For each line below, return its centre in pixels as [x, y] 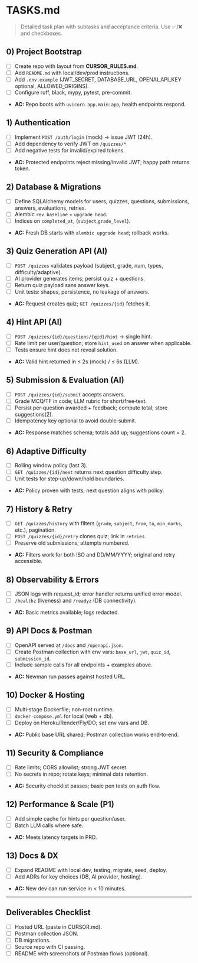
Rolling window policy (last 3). [51, 465]
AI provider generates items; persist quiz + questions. [80, 278]
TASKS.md [33, 10]
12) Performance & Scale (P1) [60, 804]
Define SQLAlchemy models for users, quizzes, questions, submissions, [102, 201]
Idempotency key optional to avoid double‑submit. [75, 421]
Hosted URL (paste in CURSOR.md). [58, 927]
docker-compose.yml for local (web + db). [64, 716]
